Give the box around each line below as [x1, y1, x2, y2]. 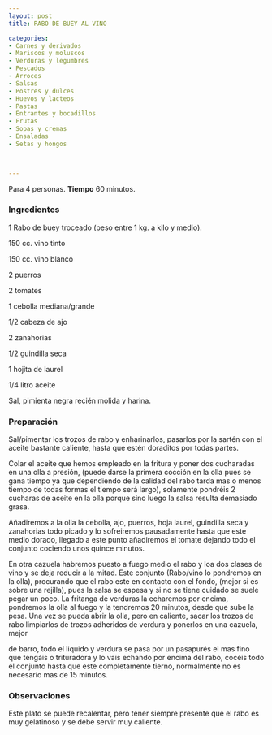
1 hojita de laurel [8, 364, 63, 374]
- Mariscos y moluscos [8, 50, 85, 58]
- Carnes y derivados [8, 41, 82, 50]
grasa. [8, 502, 30, 512]
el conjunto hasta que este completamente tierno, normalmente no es [8, 661, 241, 671]
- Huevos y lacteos [8, 94, 75, 102]
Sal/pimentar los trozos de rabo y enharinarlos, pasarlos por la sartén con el [8, 435, 262, 444]
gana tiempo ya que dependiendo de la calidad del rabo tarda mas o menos [8, 476, 261, 486]
